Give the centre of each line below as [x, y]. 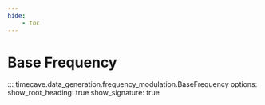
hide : [16, 16]
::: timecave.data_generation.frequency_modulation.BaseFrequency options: [132, 84]
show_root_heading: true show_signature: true [84, 93]
